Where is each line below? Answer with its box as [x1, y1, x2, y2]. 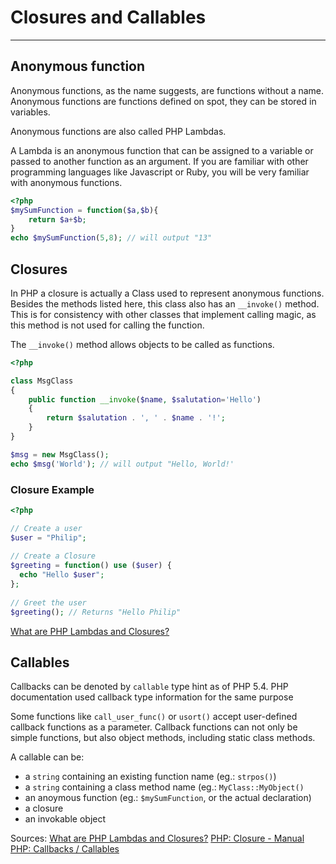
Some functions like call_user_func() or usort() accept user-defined [10, 711, 298, 723]
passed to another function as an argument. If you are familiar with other [10, 155, 309, 167]
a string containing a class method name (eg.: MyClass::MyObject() [24, 781, 305, 793]
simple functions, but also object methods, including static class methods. [10, 732, 316, 744]
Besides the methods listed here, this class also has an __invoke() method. [10, 297, 320, 310]
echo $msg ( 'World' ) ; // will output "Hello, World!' [10, 459, 235, 469]
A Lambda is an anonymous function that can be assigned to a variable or [10, 144, 314, 156]
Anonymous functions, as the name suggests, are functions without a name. [10, 84, 325, 96]
